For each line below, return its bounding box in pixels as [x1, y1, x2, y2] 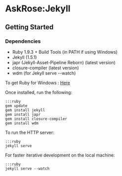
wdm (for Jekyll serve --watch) [12, 70, 76, 76]
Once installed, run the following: [5, 89, 73, 95]
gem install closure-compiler [5, 116, 68, 121]
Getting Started [5, 23, 54, 31]
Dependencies [5, 38, 41, 45]
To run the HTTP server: [5, 129, 54, 135]
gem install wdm [5, 120, 39, 126]
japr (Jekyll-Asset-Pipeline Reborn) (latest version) [12, 59, 116, 65]
